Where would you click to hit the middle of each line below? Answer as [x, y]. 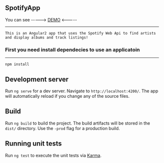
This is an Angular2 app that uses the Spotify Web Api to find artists [81, 33]
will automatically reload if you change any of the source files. [67, 96]
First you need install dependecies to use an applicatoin [72, 50]
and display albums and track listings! [47, 37]
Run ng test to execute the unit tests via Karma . [53, 155]
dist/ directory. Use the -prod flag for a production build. [62, 128]
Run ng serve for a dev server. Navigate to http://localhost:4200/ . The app [82, 91]
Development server [37, 79]
